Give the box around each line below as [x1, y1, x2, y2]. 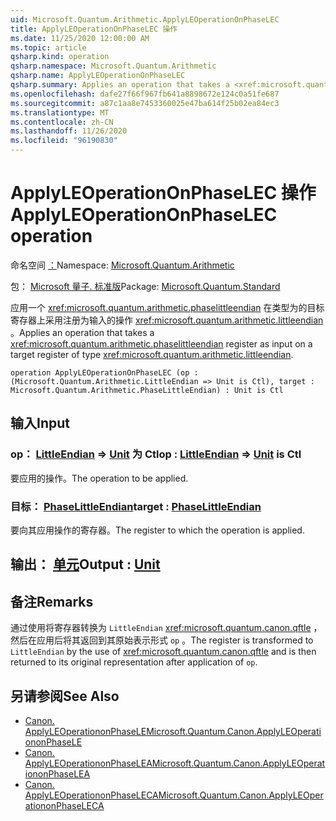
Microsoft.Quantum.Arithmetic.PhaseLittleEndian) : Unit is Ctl [10, 385, 284, 395]
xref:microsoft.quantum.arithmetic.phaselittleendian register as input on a [10, 337, 313, 350]
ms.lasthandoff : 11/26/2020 [10, 126, 128, 136]
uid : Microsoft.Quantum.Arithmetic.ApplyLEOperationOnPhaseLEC [10, 14, 280, 25]
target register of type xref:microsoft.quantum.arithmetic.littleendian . [10, 348, 294, 360]
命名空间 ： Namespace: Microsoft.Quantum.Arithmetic [10, 259, 235, 271]
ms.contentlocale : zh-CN [10, 117, 114, 127]
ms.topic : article [10, 42, 87, 53]
